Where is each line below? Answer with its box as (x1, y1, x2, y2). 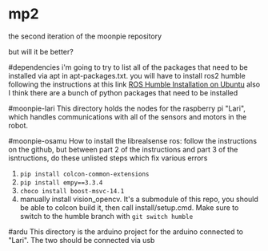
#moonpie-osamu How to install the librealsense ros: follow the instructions (8, 136, 258, 145)
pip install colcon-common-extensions (19, 170, 150, 178)
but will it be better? (8, 47, 74, 56)
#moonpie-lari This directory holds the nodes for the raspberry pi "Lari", (8, 103, 246, 113)
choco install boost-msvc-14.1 (19, 187, 125, 195)
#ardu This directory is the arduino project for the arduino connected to (8, 226, 244, 237)
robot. (8, 120, 29, 130)
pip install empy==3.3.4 (19, 178, 103, 187)
